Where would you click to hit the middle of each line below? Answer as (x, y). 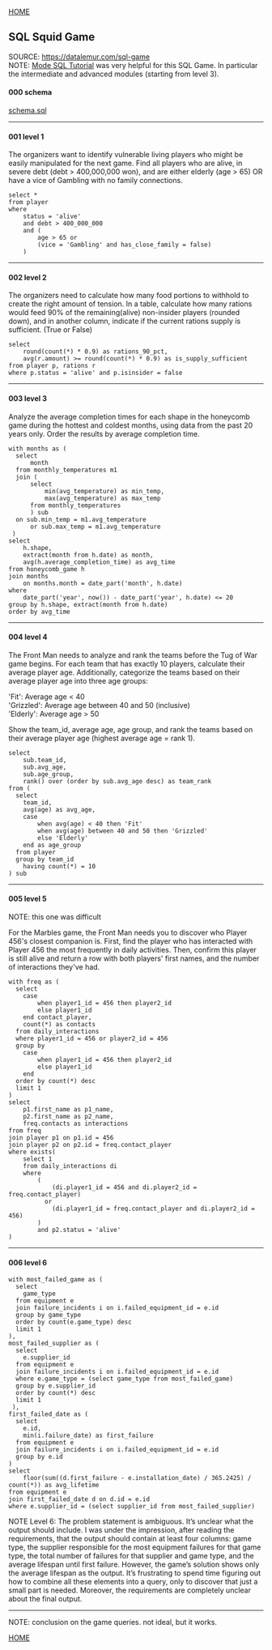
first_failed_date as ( (49, 1414)
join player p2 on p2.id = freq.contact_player (90, 1145)
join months (28, 576)
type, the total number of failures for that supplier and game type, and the (131, 1556)
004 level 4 (28, 637)
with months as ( (38, 449)
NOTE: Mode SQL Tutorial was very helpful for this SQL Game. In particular (133, 65)
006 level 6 (28, 1262)
